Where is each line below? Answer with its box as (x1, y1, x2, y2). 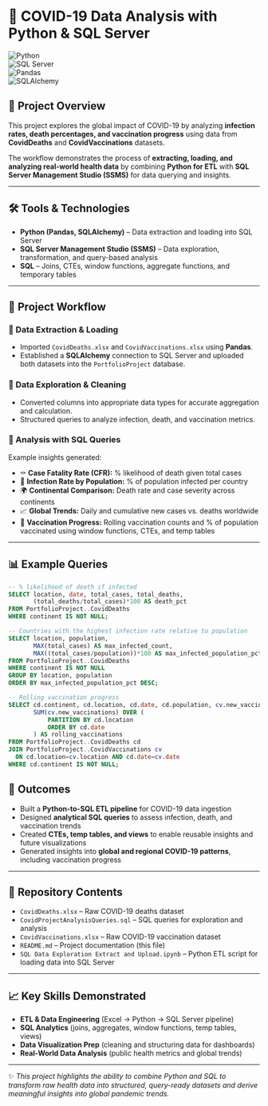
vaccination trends (19, 821, 81, 830)
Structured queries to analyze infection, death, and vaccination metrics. (19, 414, 255, 424)
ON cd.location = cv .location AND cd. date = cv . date (15, 753, 180, 761)
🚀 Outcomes (8, 783, 71, 797)
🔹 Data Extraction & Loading (8, 324, 119, 335)
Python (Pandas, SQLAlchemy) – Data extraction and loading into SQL (19, 227, 253, 237)
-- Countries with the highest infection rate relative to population (8, 627, 248, 635)
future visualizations (19, 837, 87, 847)
